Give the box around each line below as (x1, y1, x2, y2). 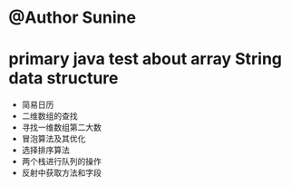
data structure (8, 68, 119, 89)
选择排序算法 (21, 144, 70, 156)
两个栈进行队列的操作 (21, 156, 102, 167)
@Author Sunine (8, 7, 137, 28)
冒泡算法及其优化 (21, 133, 86, 144)
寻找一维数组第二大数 (21, 122, 102, 133)
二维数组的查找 (21, 111, 78, 122)
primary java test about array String (8, 49, 283, 70)
